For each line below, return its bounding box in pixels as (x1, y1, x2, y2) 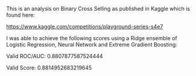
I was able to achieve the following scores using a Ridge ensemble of (6, 35, 177, 41)
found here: (6, 11, 35, 19)
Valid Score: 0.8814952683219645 (6, 64, 92, 71)
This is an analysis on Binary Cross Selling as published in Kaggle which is (6, 5, 191, 12)
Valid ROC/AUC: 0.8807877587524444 (6, 53, 103, 59)
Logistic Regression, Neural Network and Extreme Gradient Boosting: (6, 41, 177, 48)
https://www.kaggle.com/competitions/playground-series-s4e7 (6, 23, 164, 30)
